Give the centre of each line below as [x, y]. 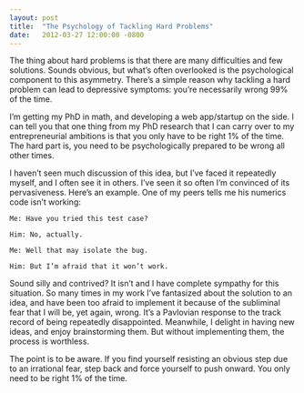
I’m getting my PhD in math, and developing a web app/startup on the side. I [152, 117]
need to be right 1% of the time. [69, 378]
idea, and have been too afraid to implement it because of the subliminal [145, 303]
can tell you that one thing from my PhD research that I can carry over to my [152, 126]
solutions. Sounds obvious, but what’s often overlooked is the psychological [152, 70]
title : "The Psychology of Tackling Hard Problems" [111, 26]
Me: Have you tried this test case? [79, 219]
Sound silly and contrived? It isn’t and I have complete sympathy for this [144, 284]
